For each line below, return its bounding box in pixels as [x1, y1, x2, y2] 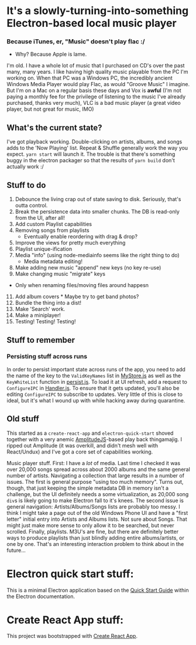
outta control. [15, 202, 48, 209]
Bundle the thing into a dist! [15, 299, 81, 306]
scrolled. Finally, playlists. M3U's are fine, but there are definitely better [6, 528, 179, 535]
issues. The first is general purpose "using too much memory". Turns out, [6, 478, 184, 485]
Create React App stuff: [6, 613, 124, 626]
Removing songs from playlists [15, 227, 90, 234]
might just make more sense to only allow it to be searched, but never [6, 521, 174, 528]
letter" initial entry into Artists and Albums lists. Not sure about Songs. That [6, 516, 188, 523]
